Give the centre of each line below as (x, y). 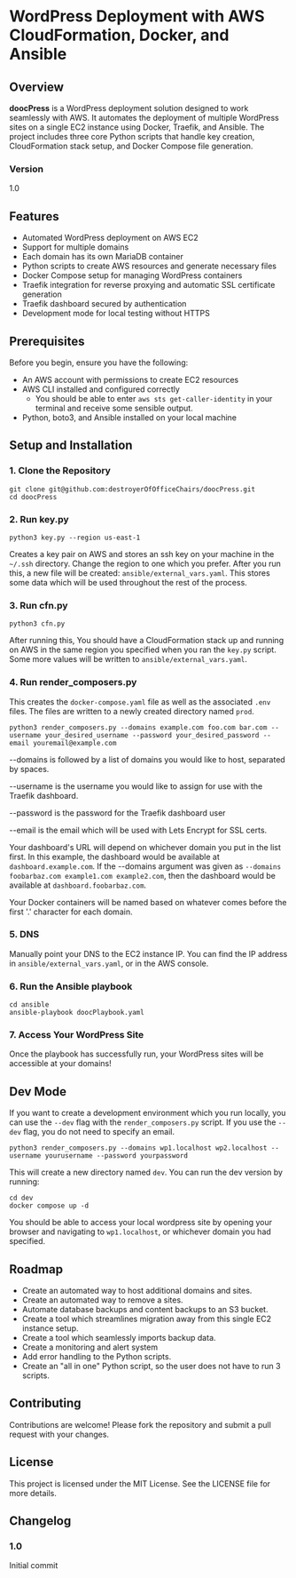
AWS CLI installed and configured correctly (101, 389)
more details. (33, 1493)
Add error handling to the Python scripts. (97, 1357)
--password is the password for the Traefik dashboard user (117, 813)
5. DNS (24, 935)
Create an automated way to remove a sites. (102, 1300)
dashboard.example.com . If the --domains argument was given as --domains (145, 866)
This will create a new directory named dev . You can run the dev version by (146, 1172)
